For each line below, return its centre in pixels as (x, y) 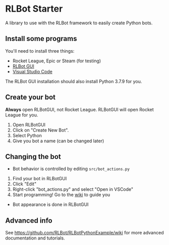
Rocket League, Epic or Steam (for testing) (57, 61)
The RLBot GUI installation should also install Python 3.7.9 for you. (74, 81)
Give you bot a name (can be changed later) (58, 141)
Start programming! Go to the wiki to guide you (61, 195)
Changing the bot (33, 157)
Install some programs (41, 39)
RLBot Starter (34, 9)
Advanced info (29, 220)
